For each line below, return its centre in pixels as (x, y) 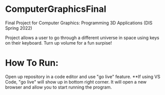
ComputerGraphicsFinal (56, 9)
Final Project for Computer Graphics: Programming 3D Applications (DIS (79, 23)
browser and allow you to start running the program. (58, 87)
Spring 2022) (19, 28)
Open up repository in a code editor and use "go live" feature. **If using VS (83, 76)
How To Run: (32, 63)
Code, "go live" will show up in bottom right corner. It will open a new (76, 82)
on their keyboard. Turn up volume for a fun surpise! (59, 43)
